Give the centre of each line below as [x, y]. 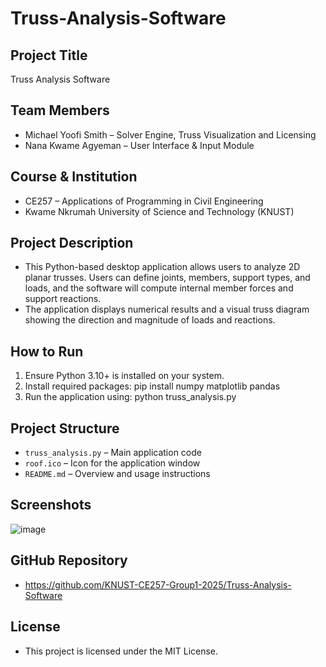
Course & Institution [74, 177]
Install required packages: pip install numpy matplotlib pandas [152, 386]
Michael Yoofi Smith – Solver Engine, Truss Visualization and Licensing [170, 134]
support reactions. [63, 299]
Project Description [72, 243]
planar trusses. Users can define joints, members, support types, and [167, 278]
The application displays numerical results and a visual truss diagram [167, 309]
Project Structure [65, 428]
